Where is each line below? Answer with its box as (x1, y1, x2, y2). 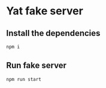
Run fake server (6, 60, 67, 71)
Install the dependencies (6, 28, 101, 38)
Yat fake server (6, 4, 84, 18)
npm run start (6, 76, 42, 82)
